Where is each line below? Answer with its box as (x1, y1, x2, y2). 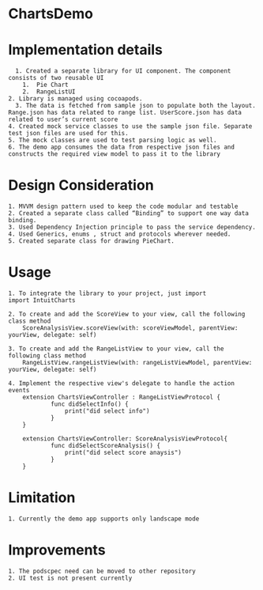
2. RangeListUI (22, 88, 77, 96)
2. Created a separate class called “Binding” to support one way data (8, 210, 249, 217)
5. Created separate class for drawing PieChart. (8, 237, 175, 245)
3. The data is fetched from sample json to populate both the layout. (15, 102, 257, 110)
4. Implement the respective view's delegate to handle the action (8, 380, 235, 388)
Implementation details (8, 41, 163, 59)
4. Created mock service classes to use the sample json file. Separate (8, 123, 253, 130)
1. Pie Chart (22, 81, 69, 89)
